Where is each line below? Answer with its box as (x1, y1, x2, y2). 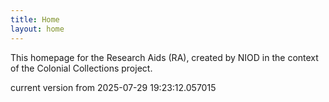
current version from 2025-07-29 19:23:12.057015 (10, 81, 217, 93)
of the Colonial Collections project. (10, 62, 153, 74)
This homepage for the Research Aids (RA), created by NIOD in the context (10, 51, 319, 63)
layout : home (10, 24, 65, 34)
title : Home (10, 14, 60, 25)
